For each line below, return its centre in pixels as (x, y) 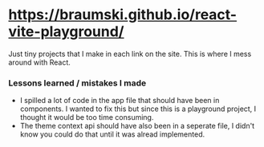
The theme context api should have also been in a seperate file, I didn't (137, 126)
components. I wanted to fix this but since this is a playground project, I (138, 109)
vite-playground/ (66, 32)
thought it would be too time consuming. (87, 117)
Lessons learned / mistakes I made (77, 83)
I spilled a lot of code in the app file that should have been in (120, 101)
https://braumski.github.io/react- (123, 15)
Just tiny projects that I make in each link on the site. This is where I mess (130, 54)
